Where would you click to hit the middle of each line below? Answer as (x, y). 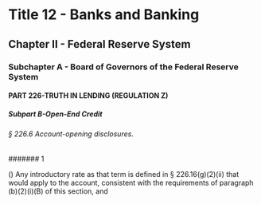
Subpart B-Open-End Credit (55, 114)
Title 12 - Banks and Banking (104, 15)
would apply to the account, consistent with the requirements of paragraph (131, 182)
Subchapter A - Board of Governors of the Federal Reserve (123, 67)
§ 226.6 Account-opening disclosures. (71, 134)
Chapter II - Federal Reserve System (99, 44)
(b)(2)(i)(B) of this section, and (58, 191)
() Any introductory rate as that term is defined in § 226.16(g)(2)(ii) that (124, 174)
